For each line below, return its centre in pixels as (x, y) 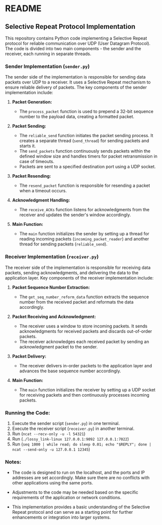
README (23, 9)
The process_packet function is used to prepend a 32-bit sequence (86, 111)
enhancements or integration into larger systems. (61, 517)
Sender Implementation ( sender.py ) (47, 66)
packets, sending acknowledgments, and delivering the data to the (72, 273)
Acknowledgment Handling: (41, 200)
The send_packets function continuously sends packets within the (85, 151)
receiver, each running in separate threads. (48, 54)
